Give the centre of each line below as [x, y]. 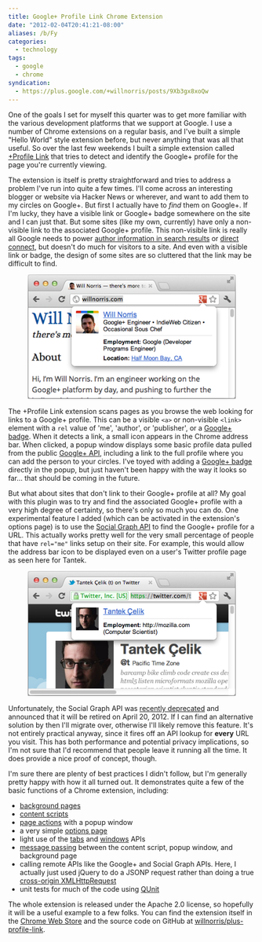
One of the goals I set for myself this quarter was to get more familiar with [127, 115]
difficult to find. [33, 263]
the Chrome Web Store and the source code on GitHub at [101, 921]
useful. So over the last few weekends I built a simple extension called [121, 148]
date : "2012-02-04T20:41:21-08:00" [66, 25]
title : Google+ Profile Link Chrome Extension [86, 16]
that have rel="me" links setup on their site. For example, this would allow [126, 544]
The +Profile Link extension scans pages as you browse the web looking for [131, 412]
